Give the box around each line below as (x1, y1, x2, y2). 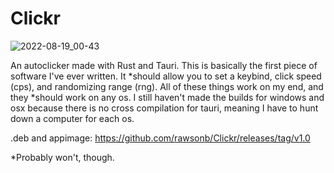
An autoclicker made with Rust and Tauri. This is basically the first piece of (10, 59, 318, 71)
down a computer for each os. (10, 112, 135, 124)
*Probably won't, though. (10, 151, 115, 163)
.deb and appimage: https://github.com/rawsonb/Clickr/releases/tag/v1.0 (10, 132, 311, 144)
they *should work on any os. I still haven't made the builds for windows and (10, 91, 325, 103)
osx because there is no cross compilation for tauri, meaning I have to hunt (10, 102, 319, 114)
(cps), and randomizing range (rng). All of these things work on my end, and (10, 80, 324, 92)
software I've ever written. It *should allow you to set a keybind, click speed (10, 70, 322, 82)
